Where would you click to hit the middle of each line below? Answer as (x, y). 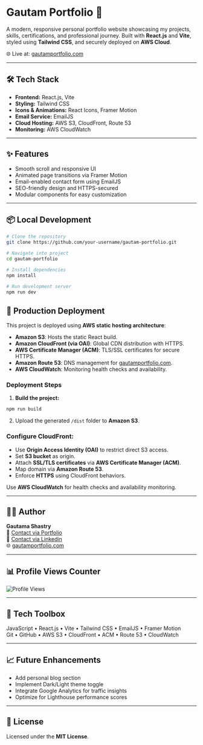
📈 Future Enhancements (54, 660)
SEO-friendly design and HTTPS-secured (66, 188)
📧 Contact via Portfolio (34, 533)
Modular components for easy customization (71, 194)
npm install (21, 275)
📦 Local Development (49, 219)
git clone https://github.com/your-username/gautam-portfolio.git (92, 242)
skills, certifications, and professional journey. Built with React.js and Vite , (99, 35)
